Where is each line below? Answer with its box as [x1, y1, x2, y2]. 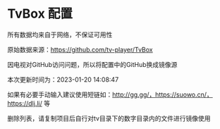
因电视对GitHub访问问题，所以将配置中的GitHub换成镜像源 [7, 60, 178, 68]
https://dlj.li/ [7, 99, 42, 107]
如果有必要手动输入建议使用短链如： [7, 90, 113, 99]
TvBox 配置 [7, 6, 73, 22]
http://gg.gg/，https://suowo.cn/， [112, 90, 213, 99]
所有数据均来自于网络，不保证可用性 [7, 30, 113, 39]
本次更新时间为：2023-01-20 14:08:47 [7, 75, 119, 84]
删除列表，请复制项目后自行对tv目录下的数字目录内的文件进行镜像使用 [7, 113, 211, 123]
